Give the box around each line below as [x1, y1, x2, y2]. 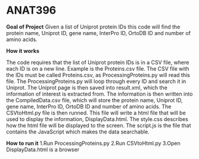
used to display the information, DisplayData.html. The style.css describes [6, 115, 189, 122]
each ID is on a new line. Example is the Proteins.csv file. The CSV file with [6, 65, 189, 72]
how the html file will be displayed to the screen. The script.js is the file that [6, 122, 192, 129]
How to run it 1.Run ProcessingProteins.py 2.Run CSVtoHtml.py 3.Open [6, 139, 181, 147]
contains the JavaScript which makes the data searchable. [6, 128, 150, 135]
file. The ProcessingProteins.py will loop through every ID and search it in [6, 78, 186, 85]
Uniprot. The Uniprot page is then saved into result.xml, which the [6, 84, 168, 91]
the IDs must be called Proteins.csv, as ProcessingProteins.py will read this [6, 71, 191, 78]
